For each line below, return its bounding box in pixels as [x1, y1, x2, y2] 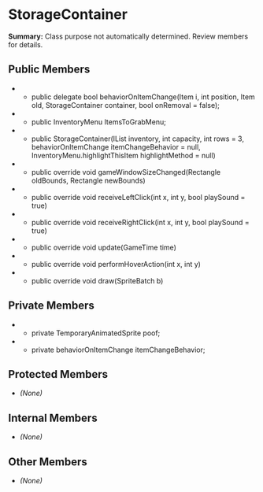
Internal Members [8, 411, 98, 424]
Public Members [8, 63, 91, 76]
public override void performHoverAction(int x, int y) [31, 259, 201, 268]
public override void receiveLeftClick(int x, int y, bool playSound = [31, 192, 246, 202]
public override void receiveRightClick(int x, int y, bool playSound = [31, 217, 250, 227]
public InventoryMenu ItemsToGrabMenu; [31, 117, 167, 127]
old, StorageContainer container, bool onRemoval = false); [31, 100, 220, 109]
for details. [8, 39, 43, 49]
